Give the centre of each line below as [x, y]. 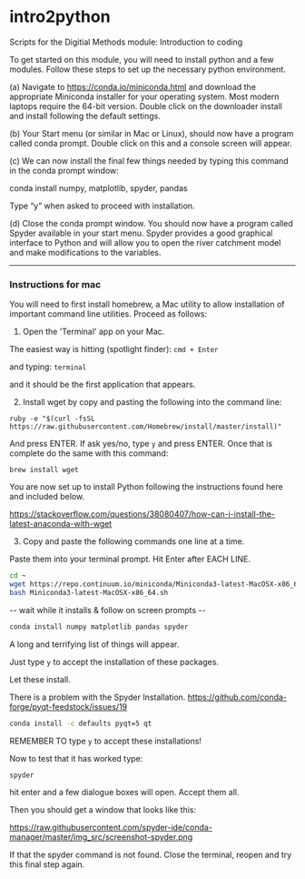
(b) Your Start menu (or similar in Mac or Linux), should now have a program [152, 133]
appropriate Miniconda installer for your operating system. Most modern [144, 96]
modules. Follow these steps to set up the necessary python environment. [148, 69]
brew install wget [44, 470]
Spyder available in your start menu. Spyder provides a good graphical [141, 233]
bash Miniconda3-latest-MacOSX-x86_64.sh [89, 592]
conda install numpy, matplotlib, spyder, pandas [98, 187]
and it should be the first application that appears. [103, 385]
